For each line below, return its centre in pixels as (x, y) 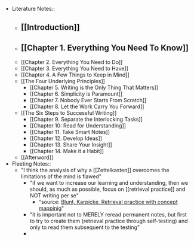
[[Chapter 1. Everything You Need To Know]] (105, 48)
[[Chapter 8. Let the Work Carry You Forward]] (87, 106)
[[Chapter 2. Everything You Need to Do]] (72, 62)
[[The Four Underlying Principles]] (63, 81)
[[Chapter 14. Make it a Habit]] (67, 151)
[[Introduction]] (50, 27)
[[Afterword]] (37, 157)
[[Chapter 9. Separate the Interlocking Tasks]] (86, 120)
